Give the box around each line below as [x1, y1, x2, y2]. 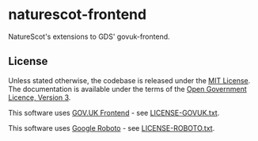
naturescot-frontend [8, 6, 147, 24]
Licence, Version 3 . [8, 93, 71, 102]
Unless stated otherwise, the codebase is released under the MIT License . [8, 75, 251, 85]
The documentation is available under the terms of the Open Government [8, 84, 247, 93]
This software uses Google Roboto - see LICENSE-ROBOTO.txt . [8, 123, 215, 132]
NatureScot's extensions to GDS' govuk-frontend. [8, 32, 170, 41]
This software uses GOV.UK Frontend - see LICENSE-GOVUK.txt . [8, 108, 220, 117]
